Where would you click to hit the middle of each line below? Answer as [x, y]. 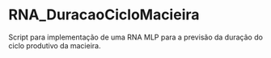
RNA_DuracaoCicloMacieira [104, 15]
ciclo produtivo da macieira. [55, 45]
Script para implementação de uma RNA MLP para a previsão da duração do [135, 37]
